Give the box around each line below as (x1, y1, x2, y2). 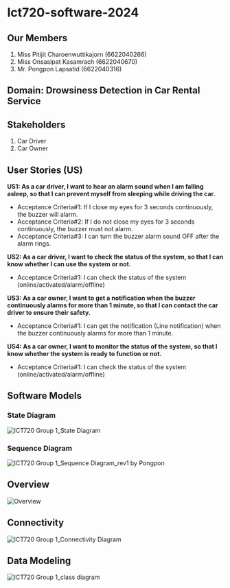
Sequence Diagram (7, 443, 73, 453)
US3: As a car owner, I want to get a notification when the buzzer (7, 294, 196, 303)
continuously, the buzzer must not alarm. (16, 225, 133, 233)
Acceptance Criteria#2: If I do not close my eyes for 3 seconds (16, 217, 195, 226)
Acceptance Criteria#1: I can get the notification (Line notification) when (16, 322, 221, 330)
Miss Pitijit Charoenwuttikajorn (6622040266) (16, 50, 147, 58)
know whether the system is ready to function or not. (7, 350, 162, 358)
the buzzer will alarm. (16, 211, 78, 219)
